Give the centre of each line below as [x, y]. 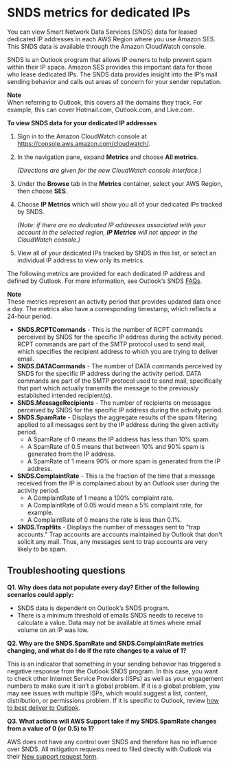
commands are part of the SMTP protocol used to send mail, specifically [119, 381]
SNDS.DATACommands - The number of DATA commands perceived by [119, 366]
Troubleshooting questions [66, 570]
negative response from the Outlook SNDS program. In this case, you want [113, 671]
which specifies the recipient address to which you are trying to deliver [117, 351]
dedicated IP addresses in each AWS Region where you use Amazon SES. [112, 39]
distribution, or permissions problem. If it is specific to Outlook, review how [113, 700]
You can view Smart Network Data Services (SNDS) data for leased [102, 32]
